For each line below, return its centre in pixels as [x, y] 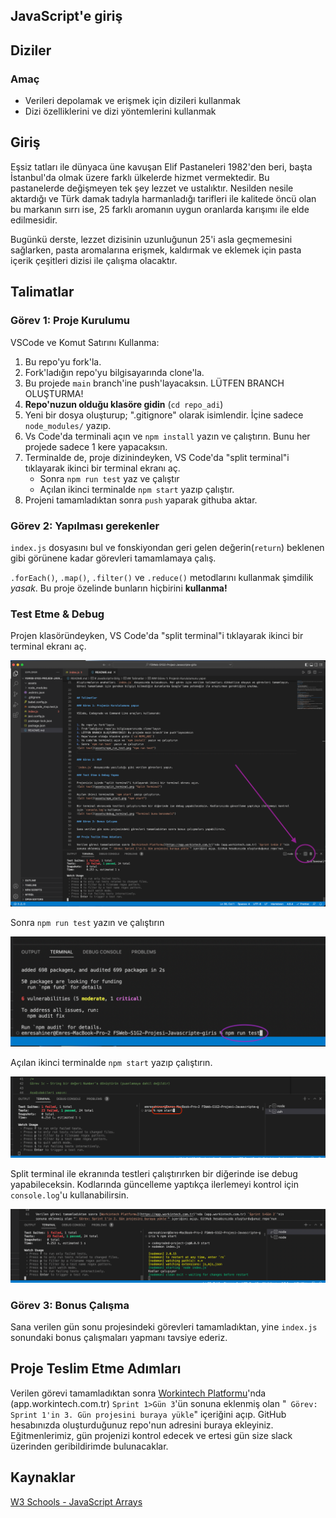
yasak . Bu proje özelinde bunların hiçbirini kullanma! [119, 588]
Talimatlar [42, 292]
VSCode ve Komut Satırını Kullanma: [85, 342]
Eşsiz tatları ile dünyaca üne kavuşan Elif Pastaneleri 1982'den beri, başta [161, 166]
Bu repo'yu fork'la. [63, 361]
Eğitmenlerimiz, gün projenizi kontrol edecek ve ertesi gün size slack [151, 1435]
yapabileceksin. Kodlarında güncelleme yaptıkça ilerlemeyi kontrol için [154, 1184]
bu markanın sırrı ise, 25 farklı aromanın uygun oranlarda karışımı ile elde [160, 209]
